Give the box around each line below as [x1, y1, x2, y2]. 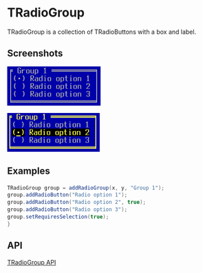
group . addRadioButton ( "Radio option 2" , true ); [7, 199, 147, 206]
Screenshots [7, 48, 63, 59]
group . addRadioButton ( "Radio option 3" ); [7, 206, 128, 213]
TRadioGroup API [7, 258, 56, 266]
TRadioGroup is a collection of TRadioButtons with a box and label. [7, 28, 197, 36]
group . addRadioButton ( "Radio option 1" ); [7, 192, 128, 199]
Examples [7, 165, 50, 177]
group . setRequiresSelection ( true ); [7, 214, 109, 221]
